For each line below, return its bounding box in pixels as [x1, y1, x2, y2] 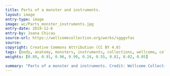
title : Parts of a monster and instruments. [5, 7, 101, 13]
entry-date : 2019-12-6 [5, 26, 53, 31]
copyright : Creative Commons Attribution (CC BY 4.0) [5, 45, 121, 50]
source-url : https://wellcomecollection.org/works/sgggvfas [5, 36, 135, 41]
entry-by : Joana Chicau [5, 31, 56, 36]
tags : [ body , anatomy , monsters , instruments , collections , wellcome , [5, 49, 157, 54]
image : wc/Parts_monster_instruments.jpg [5, 21, 94, 27]
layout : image [5, 12, 35, 17]
